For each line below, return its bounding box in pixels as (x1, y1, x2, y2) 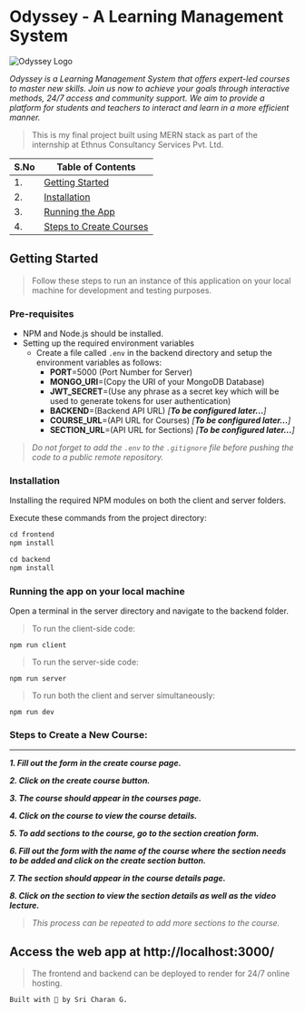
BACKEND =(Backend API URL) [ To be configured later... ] (49, 406, 267, 417)
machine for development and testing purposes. (31, 284, 212, 296)
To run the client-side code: (31, 624, 136, 634)
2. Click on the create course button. (9, 775, 151, 786)
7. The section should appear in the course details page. (9, 873, 226, 884)
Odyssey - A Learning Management (9, 6, 284, 27)
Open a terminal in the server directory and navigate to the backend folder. (9, 605, 289, 616)
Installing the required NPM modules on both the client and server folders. (9, 495, 287, 506)
